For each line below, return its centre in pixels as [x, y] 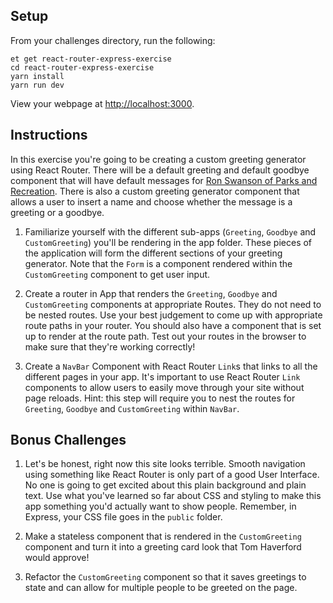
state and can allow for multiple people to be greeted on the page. [161, 588]
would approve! [57, 558]
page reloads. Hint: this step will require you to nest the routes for [160, 398]
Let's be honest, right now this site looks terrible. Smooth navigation [165, 464]
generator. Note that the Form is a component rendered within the [158, 263]
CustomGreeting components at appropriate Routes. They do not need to [173, 304]
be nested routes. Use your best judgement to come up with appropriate [173, 315]
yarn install [37, 76]
